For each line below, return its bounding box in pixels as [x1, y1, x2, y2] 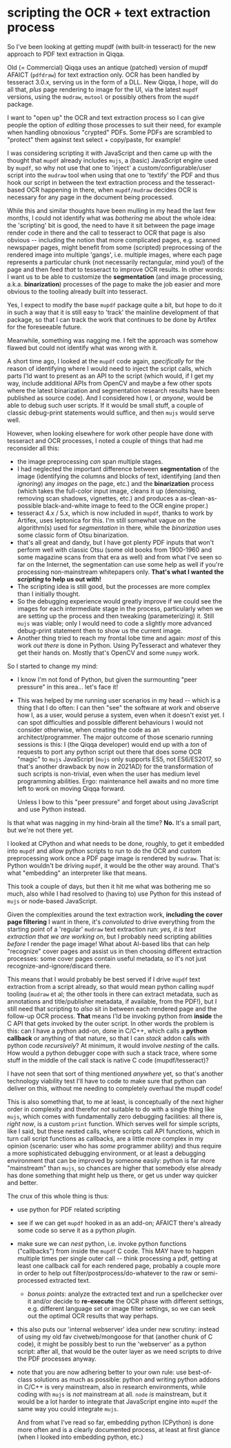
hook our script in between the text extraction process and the [7, 178, 185, 186]
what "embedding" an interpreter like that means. [7, 869, 148, 877]
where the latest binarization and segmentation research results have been [7, 386, 220, 395]
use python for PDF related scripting [17, 1205, 121, 1213]
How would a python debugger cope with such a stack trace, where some [7, 1049, 217, 1057]
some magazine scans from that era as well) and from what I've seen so [17, 552, 222, 561]
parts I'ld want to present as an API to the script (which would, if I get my [7, 372, 214, 380]
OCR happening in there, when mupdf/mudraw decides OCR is [26, 185, 198, 194]
